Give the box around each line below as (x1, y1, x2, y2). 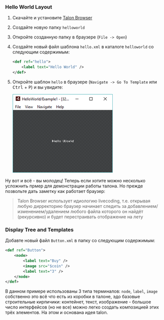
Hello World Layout (5, 3, 52, 10)
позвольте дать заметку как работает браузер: (5, 188, 105, 194)
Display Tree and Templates (5, 226, 74, 233)
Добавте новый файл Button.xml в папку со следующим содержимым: (5, 238, 156, 244)
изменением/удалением (17, 208, 70, 214)
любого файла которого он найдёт (70, 208, 144, 214)
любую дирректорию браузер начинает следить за (17, 203, 127, 209)
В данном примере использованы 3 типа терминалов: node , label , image (5, 288, 158, 295)
